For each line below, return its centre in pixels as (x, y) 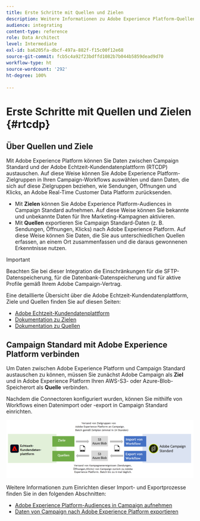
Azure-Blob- (158, 381)
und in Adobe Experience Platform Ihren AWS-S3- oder (74, 381)
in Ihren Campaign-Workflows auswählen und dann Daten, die (113, 180)
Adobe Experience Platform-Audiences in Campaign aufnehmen (93, 506)
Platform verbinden (43, 354)
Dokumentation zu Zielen (46, 320)
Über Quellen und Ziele (50, 146)
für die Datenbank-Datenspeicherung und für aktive (118, 277)
